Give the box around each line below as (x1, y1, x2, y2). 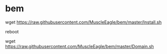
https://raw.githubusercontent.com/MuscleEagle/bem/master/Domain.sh (5, 43, 154, 49)
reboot (5, 28, 19, 34)
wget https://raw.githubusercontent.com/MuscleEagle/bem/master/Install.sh (5, 19, 162, 25)
